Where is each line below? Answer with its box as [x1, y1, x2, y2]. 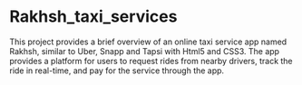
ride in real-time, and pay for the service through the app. [9, 65, 225, 76]
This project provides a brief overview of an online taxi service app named [9, 36, 287, 47]
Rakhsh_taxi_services [9, 6, 178, 27]
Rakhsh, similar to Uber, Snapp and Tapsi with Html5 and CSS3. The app [9, 45, 279, 56]
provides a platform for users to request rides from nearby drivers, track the [9, 55, 293, 66]
